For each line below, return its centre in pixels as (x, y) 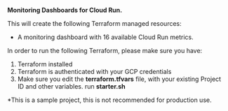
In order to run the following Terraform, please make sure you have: (105, 51)
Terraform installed (45, 64)
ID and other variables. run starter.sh (71, 86)
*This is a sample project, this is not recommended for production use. (109, 100)
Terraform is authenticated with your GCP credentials (94, 72)
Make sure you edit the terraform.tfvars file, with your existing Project (119, 79)
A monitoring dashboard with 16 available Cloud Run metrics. (106, 37)
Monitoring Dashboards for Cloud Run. (65, 10)
